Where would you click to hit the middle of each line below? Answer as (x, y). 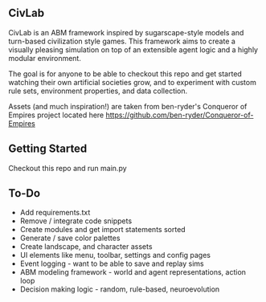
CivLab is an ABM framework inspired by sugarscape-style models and (126, 32)
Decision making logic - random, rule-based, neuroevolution (120, 289)
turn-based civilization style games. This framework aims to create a (122, 41)
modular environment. (45, 58)
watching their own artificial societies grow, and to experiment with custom (133, 82)
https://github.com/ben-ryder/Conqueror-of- (180, 115)
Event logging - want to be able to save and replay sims (112, 263)
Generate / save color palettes (70, 238)
